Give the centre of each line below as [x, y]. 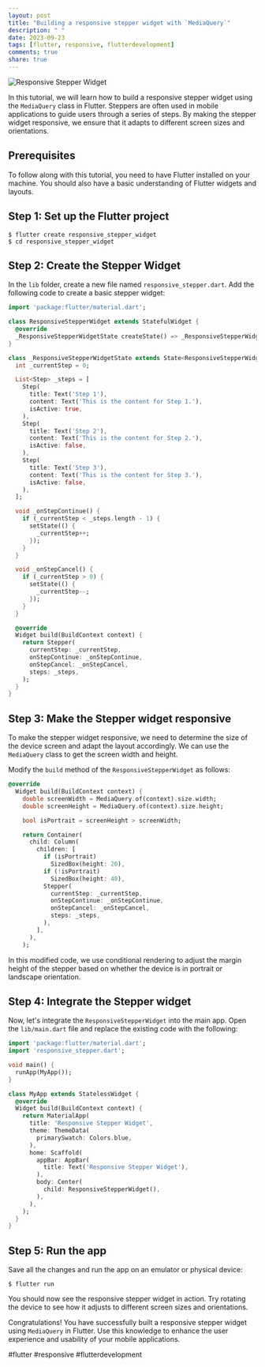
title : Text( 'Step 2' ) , [68, 431]
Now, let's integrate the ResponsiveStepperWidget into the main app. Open [127, 1020]
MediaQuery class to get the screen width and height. [93, 754]
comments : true [33, 52]
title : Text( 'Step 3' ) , [68, 468]
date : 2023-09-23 [37, 38]
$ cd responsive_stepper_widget [61, 242]
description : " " [37, 30]
